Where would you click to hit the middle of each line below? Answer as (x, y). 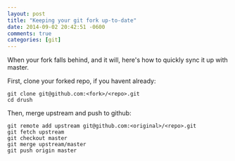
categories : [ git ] (34, 40)
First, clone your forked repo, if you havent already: (82, 81)
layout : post (26, 14)
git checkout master (38, 139)
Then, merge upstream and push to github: (69, 113)
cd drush (20, 100)
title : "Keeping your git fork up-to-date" (72, 20)
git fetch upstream (36, 132)
